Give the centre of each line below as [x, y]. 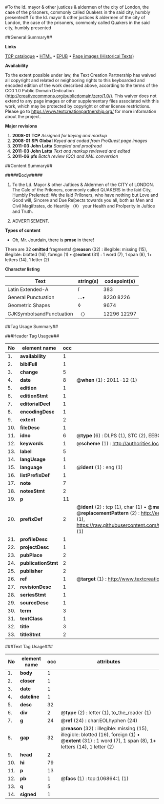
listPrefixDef [35, 475]
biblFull [29, 364]
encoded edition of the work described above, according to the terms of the [82, 85]
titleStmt [30, 634]
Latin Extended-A [28, 289]
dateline [30, 697]
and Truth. [22, 211]
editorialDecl [35, 404]
